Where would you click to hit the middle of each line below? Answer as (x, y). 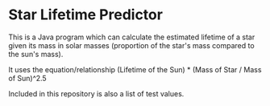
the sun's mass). (36, 54)
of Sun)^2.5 (27, 78)
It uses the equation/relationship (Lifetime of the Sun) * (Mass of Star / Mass (135, 69)
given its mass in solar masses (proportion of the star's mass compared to (132, 45)
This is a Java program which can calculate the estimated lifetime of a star (132, 37)
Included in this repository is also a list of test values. (96, 93)
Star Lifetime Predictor (86, 15)
